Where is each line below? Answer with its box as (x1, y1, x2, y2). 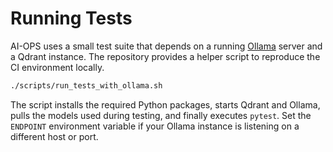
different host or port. (10, 130, 99, 142)
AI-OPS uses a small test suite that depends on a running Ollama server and (10, 40, 323, 52)
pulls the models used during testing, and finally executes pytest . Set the (10, 109, 312, 121)
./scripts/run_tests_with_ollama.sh (10, 80, 163, 91)
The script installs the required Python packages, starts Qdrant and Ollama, (10, 98, 321, 111)
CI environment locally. (10, 61, 105, 73)
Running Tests (10, 7, 133, 30)
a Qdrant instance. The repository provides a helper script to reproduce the (10, 50, 321, 62)
